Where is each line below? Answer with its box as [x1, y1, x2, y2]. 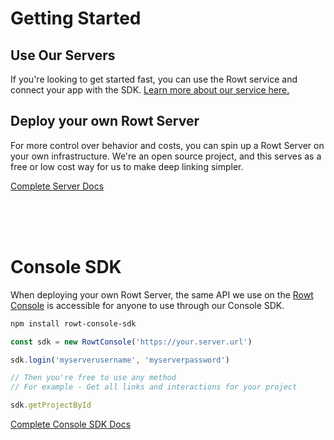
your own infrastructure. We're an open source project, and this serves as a [10, 150, 322, 162]
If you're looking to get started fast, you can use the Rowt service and [10, 73, 298, 85]
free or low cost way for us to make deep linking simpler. [10, 160, 244, 172]
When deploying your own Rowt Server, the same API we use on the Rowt [10, 288, 314, 301]
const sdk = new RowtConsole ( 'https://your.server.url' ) [10, 337, 253, 347]
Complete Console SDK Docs [10, 418, 132, 430]
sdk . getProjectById [10, 400, 92, 411]
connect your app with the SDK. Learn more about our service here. [10, 84, 290, 96]
